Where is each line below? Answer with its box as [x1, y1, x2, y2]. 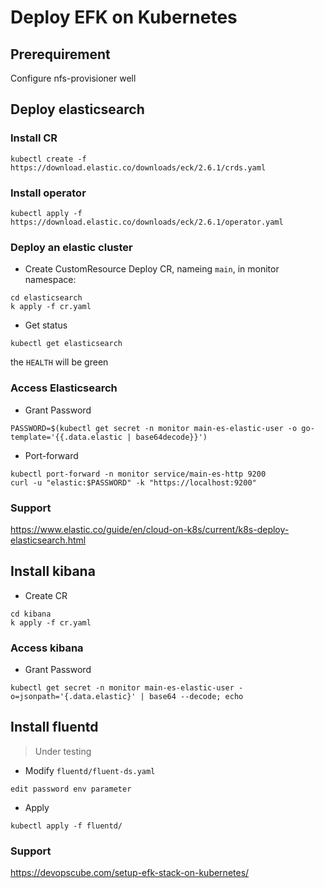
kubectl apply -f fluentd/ [10, 821, 123, 831]
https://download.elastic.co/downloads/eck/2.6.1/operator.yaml [10, 217, 284, 227]
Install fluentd [10, 719, 99, 736]
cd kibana [10, 609, 52, 619]
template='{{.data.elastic [10, 432, 123, 442]
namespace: [24, 274, 77, 286]
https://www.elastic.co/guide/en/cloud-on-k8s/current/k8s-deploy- [10, 523, 290, 535]
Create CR [24, 589, 68, 601]
